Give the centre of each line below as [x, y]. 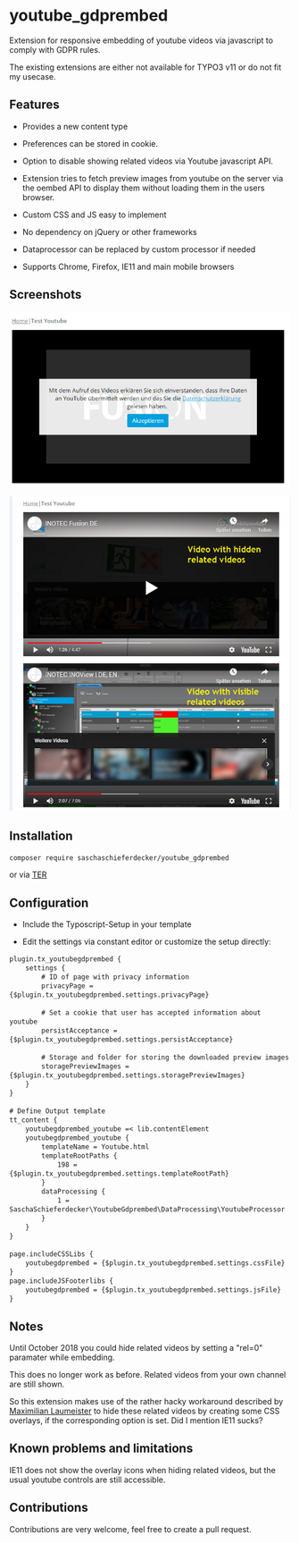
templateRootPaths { [79, 1156]
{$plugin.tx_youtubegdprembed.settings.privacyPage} [109, 995]
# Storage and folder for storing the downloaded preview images [166, 1058]
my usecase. [33, 76]
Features [34, 105]
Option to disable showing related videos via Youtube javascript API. [148, 161]
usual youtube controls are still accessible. [87, 1480]
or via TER [28, 875]
